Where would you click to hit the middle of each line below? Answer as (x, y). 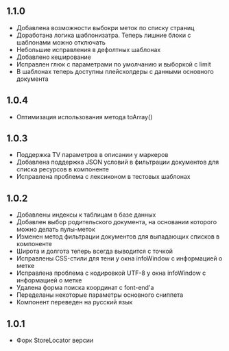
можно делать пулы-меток (56, 230)
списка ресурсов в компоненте (62, 169)
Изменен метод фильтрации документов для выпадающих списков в (118, 237)
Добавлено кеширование (54, 57)
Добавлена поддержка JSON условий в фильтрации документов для (118, 162)
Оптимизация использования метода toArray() (84, 117)
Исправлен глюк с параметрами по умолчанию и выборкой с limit (113, 64)
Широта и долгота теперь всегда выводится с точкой (94, 251)
